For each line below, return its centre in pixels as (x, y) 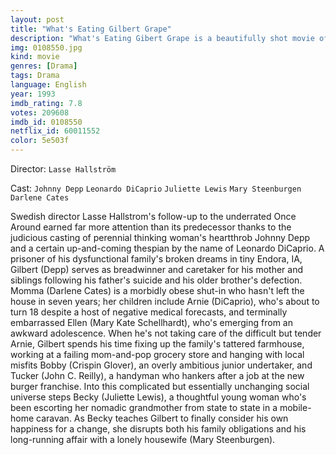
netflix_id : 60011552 (55, 131)
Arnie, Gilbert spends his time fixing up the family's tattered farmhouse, (157, 344)
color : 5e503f (40, 141)
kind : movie (35, 57)
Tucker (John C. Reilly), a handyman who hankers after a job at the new (157, 375)
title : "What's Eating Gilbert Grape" (91, 29)
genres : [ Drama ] (44, 66)
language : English (48, 85)
